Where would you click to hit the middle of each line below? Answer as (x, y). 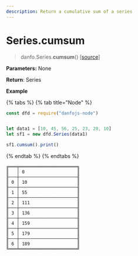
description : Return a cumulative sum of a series (69, 11)
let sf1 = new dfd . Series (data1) (47, 134)
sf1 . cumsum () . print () (33, 145)
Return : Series (24, 79)
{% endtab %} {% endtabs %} (43, 156)
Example (17, 91)
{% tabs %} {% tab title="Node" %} (49, 102)
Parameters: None (29, 68)
